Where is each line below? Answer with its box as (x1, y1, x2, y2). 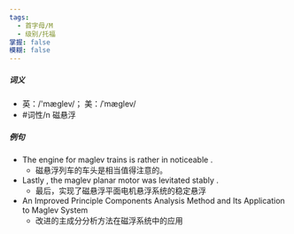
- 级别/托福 (17, 29, 56, 38)
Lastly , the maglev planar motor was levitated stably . (21, 175, 219, 186)
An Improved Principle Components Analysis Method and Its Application (21, 196, 285, 207)
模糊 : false (9, 46, 50, 55)
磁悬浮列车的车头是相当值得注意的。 (35, 165, 168, 175)
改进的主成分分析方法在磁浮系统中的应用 (35, 215, 183, 226)
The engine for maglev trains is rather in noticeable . (21, 154, 213, 165)
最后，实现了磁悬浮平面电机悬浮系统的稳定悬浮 (35, 185, 206, 196)
